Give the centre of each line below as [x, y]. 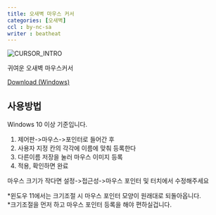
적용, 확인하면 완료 [43, 166]
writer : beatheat [34, 33]
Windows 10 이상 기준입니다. [47, 125]
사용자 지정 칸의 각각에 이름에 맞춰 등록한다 [77, 148]
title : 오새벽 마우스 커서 [41, 14]
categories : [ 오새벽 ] [37, 20]
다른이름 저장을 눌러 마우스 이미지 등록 [70, 157]
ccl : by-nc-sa [30, 27]
